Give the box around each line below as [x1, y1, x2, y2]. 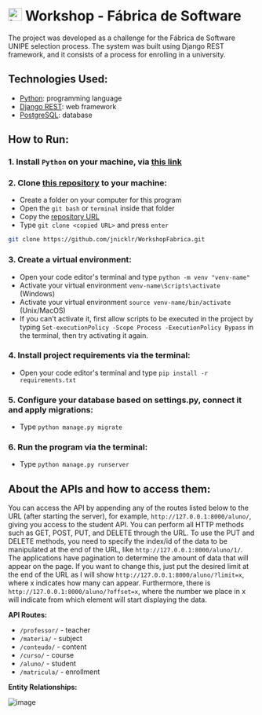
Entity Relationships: [8, 683, 78, 692]
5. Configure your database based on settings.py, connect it [8, 394, 242, 405]
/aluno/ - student [19, 659, 77, 669]
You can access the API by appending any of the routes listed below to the [8, 503, 249, 513]
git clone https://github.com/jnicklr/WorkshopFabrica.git [8, 236, 206, 244]
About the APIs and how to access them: [8, 482, 211, 496]
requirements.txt [19, 376, 77, 384]
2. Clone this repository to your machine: [8, 177, 167, 188]
